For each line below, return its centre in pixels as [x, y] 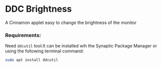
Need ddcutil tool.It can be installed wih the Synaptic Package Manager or [81, 46]
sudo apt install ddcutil [32, 60]
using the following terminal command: [45, 51]
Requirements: [23, 35]
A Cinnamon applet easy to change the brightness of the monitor [71, 22]
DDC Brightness [39, 9]
